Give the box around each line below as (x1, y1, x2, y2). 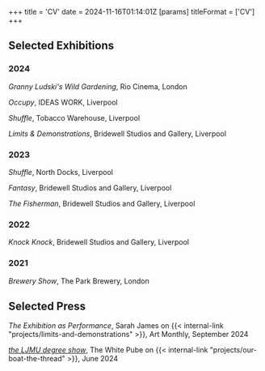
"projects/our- (209, 345, 257, 355)
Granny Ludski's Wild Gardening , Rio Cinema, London (8, 81, 188, 92)
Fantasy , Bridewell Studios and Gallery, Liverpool (8, 182, 172, 193)
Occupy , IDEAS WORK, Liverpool (8, 97, 119, 107)
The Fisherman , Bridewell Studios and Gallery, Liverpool (8, 198, 196, 208)
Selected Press (8, 299, 86, 313)
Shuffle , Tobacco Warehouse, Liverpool (8, 113, 141, 122)
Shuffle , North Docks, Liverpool (8, 167, 113, 177)
